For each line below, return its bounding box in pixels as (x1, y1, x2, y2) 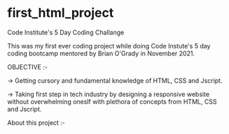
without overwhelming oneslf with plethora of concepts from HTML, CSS (7, 97, 217, 106)
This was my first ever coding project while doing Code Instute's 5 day (7, 41, 211, 50)
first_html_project (7, 5, 114, 21)
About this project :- (7, 118, 65, 127)
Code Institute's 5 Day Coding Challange (7, 28, 125, 36)
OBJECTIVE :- (7, 62, 48, 71)
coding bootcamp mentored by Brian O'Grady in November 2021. (7, 49, 195, 58)
